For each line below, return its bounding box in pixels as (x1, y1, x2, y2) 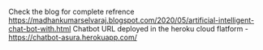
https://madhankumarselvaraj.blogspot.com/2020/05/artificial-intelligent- (8, 15, 254, 25)
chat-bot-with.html (8, 24, 71, 33)
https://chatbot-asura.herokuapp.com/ (8, 32, 138, 42)
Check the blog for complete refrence (8, 7, 135, 16)
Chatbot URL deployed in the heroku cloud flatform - (72, 24, 249, 33)
